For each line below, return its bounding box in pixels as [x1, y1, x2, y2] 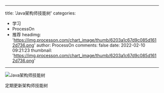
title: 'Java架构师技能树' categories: [5, 10, 76, 16]
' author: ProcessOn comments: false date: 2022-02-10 [34, 42, 145, 48]
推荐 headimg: [12, 32, 41, 37]
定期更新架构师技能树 [5, 83, 48, 88]
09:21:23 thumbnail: [12, 47, 52, 53]
